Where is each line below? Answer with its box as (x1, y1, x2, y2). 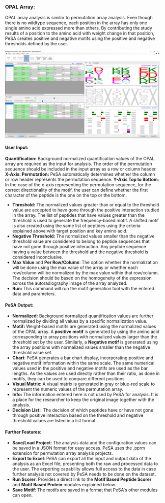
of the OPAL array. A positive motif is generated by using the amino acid (12, 329, 160, 335)
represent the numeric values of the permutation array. (12, 386, 124, 392)
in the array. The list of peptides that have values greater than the (12, 212, 145, 218)
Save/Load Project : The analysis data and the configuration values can (12, 440, 157, 446)
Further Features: (5, 429, 42, 435)
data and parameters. (12, 291, 56, 297)
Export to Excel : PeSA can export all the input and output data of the (12, 456, 151, 462)
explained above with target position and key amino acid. (12, 228, 128, 234)
